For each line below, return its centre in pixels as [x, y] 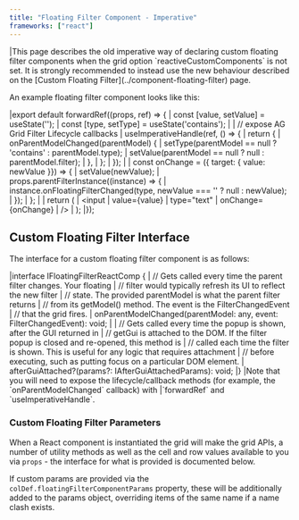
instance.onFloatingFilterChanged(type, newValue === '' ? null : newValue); [148, 190]
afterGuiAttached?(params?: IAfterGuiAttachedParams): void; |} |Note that [145, 371]
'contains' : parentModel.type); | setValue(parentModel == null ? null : [137, 152]
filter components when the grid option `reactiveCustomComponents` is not [148, 61]
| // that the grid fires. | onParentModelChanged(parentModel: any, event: [144, 315]
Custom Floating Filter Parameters [85, 423]
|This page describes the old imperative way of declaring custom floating [144, 51]
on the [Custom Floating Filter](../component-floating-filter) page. [130, 80]
